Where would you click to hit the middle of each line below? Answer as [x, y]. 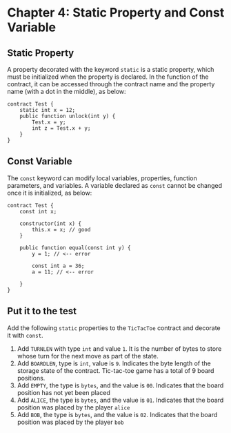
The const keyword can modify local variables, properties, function [102, 178]
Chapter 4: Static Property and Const [116, 13]
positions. [31, 378]
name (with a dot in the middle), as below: [67, 92]
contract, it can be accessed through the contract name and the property [111, 84]
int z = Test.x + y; [61, 128]
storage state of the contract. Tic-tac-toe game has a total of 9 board [115, 370]
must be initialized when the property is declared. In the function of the [108, 77]
